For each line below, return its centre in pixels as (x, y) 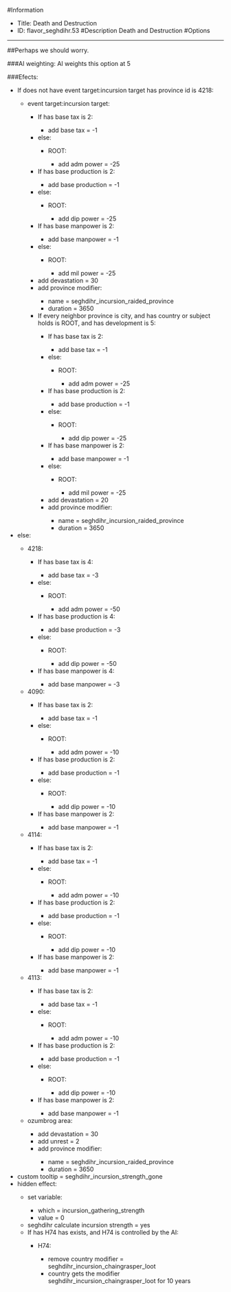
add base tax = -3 (73, 575)
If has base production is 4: (76, 616)
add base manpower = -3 (84, 684)
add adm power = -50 (89, 609)
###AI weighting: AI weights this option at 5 (69, 64)
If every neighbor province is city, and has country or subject (124, 316)
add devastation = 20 (78, 500)
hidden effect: (37, 1184)
